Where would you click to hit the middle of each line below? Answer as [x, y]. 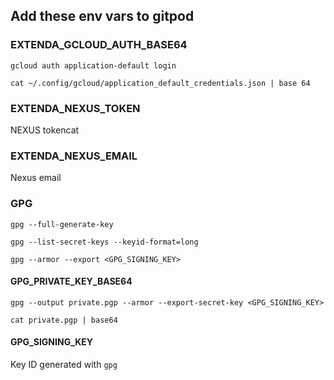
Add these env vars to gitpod [102, 16]
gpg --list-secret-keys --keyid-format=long [104, 242]
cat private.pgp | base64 [64, 320]
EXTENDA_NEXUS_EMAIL [74, 156]
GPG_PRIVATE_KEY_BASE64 [71, 281]
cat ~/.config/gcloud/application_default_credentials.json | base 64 [160, 83]
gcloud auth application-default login [93, 65]
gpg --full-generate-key [62, 224]
